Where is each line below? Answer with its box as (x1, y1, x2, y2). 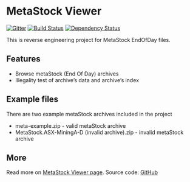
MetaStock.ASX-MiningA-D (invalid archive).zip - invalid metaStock (15, 128, 184, 136)
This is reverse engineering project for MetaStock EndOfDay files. (6, 36, 171, 43)
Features (6, 54, 41, 65)
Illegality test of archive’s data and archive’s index (15, 76, 140, 83)
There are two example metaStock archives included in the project (6, 110, 172, 117)
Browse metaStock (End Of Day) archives (15, 70, 119, 77)
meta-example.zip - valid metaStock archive (15, 122, 126, 129)
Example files (6, 94, 59, 105)
